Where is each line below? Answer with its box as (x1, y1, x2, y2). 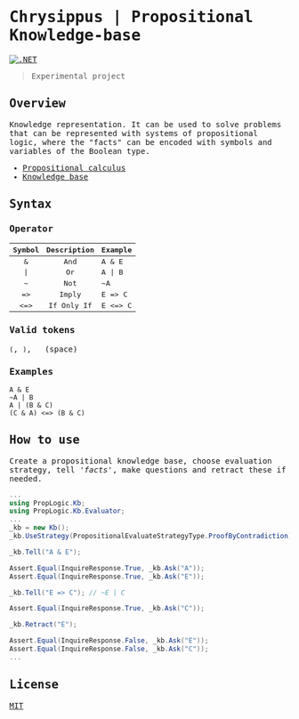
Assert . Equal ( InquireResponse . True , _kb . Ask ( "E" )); (9, 572, 205, 581)
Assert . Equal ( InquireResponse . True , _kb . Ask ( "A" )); (9, 563, 205, 572)
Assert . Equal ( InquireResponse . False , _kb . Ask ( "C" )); (9, 644, 209, 654)
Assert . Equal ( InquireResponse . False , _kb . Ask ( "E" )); (9, 636, 209, 645)
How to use (9, 432, 80, 448)
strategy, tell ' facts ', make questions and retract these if (9, 465, 287, 474)
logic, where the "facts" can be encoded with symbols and (9, 137, 273, 147)
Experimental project (30, 70, 126, 81)
